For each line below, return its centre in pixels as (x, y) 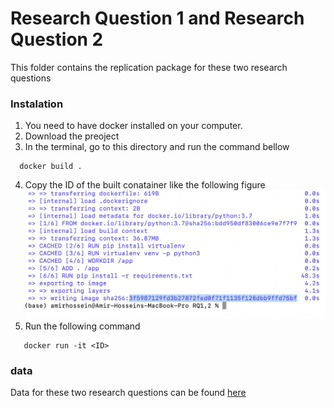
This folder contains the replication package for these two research (149, 67)
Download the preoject (72, 136)
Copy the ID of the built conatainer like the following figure (145, 185)
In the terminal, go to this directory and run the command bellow (157, 147)
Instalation (37, 104)
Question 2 (57, 39)
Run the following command (82, 326)
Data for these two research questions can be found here (128, 393)
